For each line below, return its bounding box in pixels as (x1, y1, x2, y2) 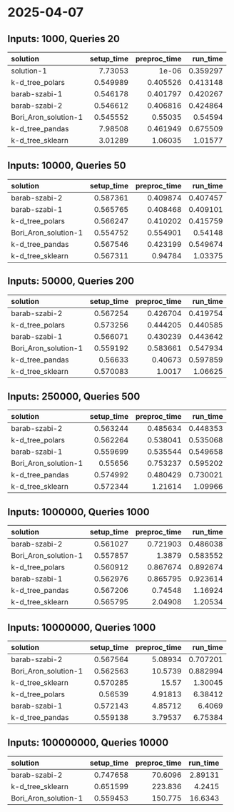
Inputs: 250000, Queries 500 (7, 390, 141, 403)
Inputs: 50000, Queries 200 (7, 275, 135, 288)
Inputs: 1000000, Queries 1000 (7, 506, 150, 518)
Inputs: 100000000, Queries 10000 (7, 736, 169, 749)
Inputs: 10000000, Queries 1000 (7, 621, 156, 634)
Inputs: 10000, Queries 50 (7, 160, 126, 172)
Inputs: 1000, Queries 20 (7, 33, 120, 45)
